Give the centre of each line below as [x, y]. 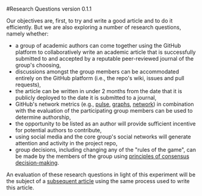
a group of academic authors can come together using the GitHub [98, 46]
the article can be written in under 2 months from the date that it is [99, 91]
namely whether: [27, 34]
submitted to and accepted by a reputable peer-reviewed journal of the [104, 58]
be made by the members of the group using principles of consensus [102, 156]
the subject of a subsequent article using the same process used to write [98, 181]
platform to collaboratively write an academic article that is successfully [106, 52]
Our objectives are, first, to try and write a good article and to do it [89, 21]
